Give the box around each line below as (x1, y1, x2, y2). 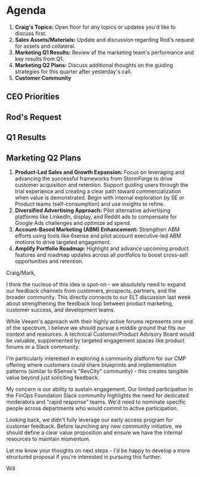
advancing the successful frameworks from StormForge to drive (14, 175, 173, 182)
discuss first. (14, 29, 47, 37)
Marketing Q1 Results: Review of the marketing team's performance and (14, 48, 194, 56)
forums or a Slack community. (6, 343, 80, 350)
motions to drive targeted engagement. (14, 238, 112, 245)
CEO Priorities (6, 92, 60, 102)
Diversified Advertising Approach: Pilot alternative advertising (14, 206, 171, 214)
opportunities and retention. (14, 257, 84, 265)
